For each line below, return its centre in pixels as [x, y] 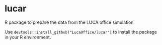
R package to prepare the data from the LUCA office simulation [69, 22]
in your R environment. [28, 37]
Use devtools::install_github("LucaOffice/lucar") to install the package [81, 32]
